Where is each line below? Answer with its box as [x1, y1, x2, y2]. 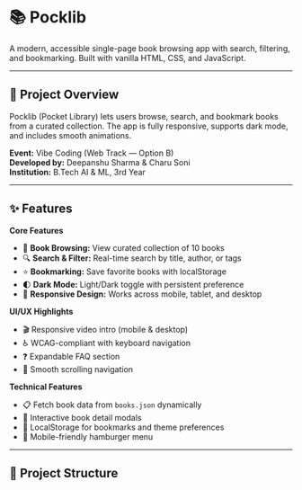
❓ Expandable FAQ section [22, 351, 120, 361]
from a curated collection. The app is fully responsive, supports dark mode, [9, 120, 289, 131]
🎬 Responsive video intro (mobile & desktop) [22, 324, 189, 334]
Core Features [9, 225, 64, 236]
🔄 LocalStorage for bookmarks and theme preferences [22, 422, 225, 432]
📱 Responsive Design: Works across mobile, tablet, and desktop [22, 289, 262, 299]
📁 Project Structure [9, 465, 119, 481]
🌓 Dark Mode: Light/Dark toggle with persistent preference [22, 279, 244, 290]
